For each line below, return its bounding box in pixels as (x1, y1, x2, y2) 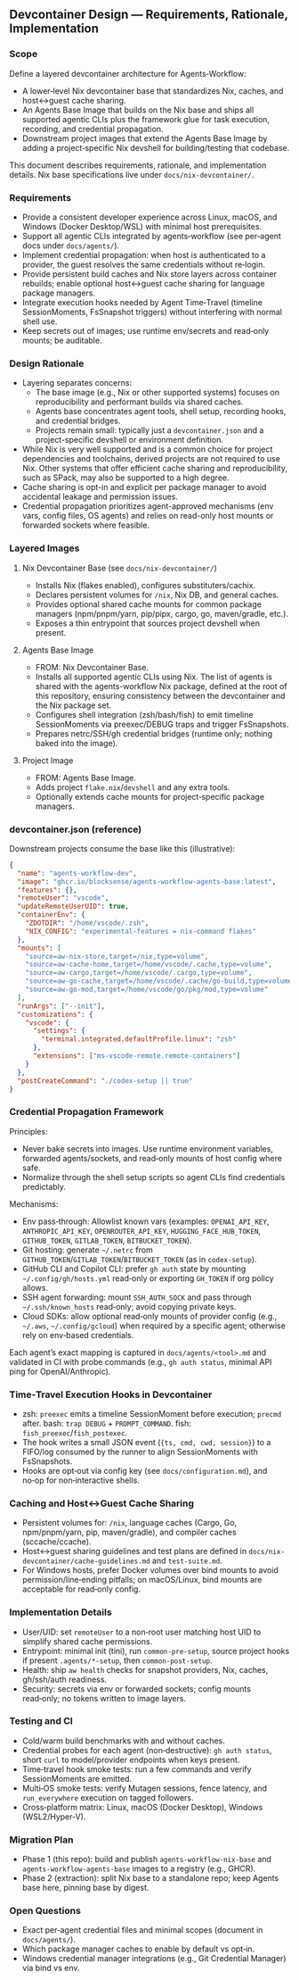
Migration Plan (9, 1834, 74, 1846)
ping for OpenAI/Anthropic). (9, 1366, 111, 1377)
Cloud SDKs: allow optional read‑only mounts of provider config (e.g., (21, 1310, 278, 1321)
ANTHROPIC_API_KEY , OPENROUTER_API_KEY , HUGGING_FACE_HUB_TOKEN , (21, 1225, 261, 1235)
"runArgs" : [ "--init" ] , (17, 1002, 105, 1011)
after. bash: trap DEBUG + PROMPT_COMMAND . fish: (21, 1418, 191, 1428)
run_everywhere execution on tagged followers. (21, 1792, 194, 1802)
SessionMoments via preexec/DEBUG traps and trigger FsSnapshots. (35, 719, 289, 729)
